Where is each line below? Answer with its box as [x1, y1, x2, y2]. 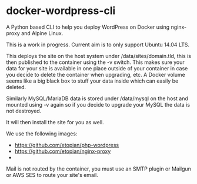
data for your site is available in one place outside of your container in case [6, 64, 188, 71]
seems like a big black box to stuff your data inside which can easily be [6, 77, 179, 84]
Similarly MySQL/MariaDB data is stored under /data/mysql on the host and [6, 95, 188, 102]
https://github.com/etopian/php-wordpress [14, 141, 119, 148]
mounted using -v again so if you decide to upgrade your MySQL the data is [6, 101, 190, 108]
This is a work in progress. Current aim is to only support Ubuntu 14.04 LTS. [6, 41, 190, 48]
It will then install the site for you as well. [6, 118, 104, 125]
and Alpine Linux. [21, 29, 64, 36]
